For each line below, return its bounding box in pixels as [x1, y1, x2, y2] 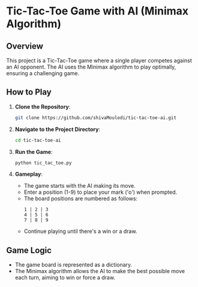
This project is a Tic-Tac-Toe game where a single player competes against [6, 57, 192, 64]
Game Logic [6, 245, 52, 255]
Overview [6, 41, 44, 51]
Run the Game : [14, 148, 53, 155]
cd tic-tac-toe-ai [14, 137, 61, 143]
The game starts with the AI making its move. [23, 182, 136, 190]
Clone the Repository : [14, 103, 71, 110]
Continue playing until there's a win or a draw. [23, 227, 137, 235]
